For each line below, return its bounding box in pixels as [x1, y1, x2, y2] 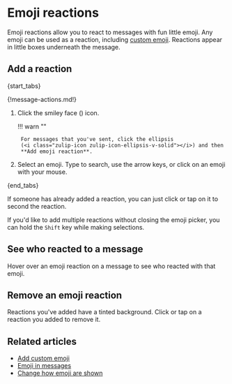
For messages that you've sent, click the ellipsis [20, 135, 174, 142]
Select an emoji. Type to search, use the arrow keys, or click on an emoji [17, 160, 226, 168]
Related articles [7, 335, 77, 347]
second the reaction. [7, 202, 67, 210]
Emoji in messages [17, 362, 72, 370]
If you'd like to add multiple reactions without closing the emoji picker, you [7, 215, 220, 224]
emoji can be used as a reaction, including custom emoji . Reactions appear [7, 35, 223, 43]
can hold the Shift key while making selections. [7, 223, 145, 231]
